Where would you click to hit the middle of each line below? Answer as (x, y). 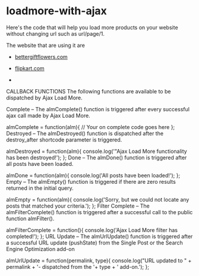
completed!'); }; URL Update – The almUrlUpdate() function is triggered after (99, 236)
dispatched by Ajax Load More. (45, 98)
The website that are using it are (45, 45)
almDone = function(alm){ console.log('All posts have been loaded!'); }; (93, 175)
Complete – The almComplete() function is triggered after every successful (98, 109)
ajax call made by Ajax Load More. (48, 115)
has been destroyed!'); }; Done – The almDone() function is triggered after (97, 157)
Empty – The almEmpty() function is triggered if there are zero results (91, 181)
